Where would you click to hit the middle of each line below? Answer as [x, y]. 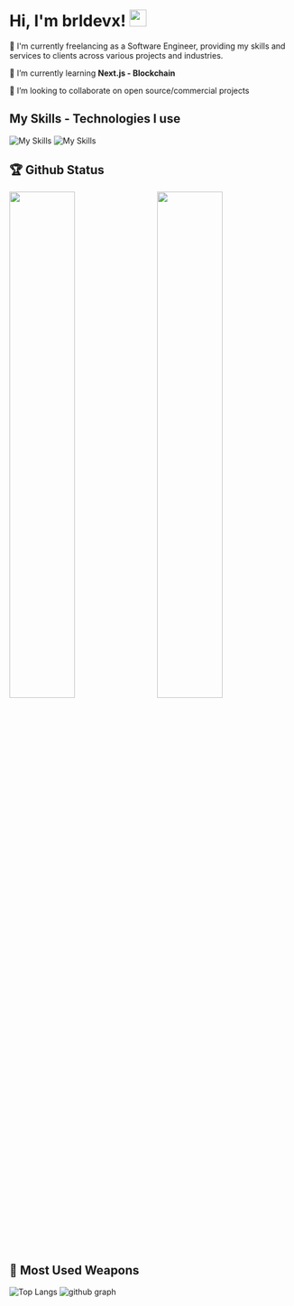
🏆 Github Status [57, 170]
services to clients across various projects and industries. [116, 55]
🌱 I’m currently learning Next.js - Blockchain [92, 73]
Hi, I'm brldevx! [68, 21]
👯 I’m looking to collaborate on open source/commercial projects [129, 90]
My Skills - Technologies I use [95, 119]
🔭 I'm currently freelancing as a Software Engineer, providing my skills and [147, 46]
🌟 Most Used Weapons [74, 1270]
